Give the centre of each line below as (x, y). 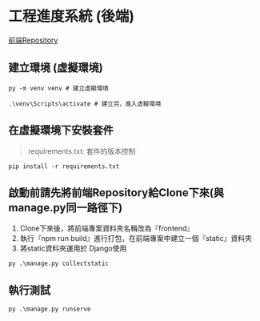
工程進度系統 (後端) (71, 16)
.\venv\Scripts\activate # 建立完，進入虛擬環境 (85, 104)
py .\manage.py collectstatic (59, 264)
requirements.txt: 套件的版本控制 (82, 151)
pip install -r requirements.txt (64, 166)
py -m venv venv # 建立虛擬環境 (59, 88)
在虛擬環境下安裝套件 (61, 130)
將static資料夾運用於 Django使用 (73, 248)
